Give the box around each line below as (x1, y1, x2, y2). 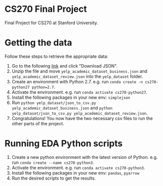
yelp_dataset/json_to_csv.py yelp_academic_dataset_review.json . (11, 110, 148, 116)
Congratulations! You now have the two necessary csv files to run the (11, 115, 153, 121)
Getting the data (4, 37, 72, 48)
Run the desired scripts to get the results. (11, 175, 96, 181)
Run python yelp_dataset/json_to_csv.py (11, 100, 97, 106)
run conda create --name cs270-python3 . (11, 159, 94, 165)
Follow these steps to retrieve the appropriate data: (4, 53, 108, 59)
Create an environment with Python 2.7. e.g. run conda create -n (11, 78, 143, 84)
